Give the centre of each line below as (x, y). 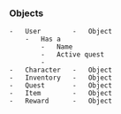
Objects (26, 13)
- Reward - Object (61, 101)
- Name (57, 47)
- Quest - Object (61, 86)
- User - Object (61, 32)
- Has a (43, 39)
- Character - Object (61, 70)
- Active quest (72, 55)
